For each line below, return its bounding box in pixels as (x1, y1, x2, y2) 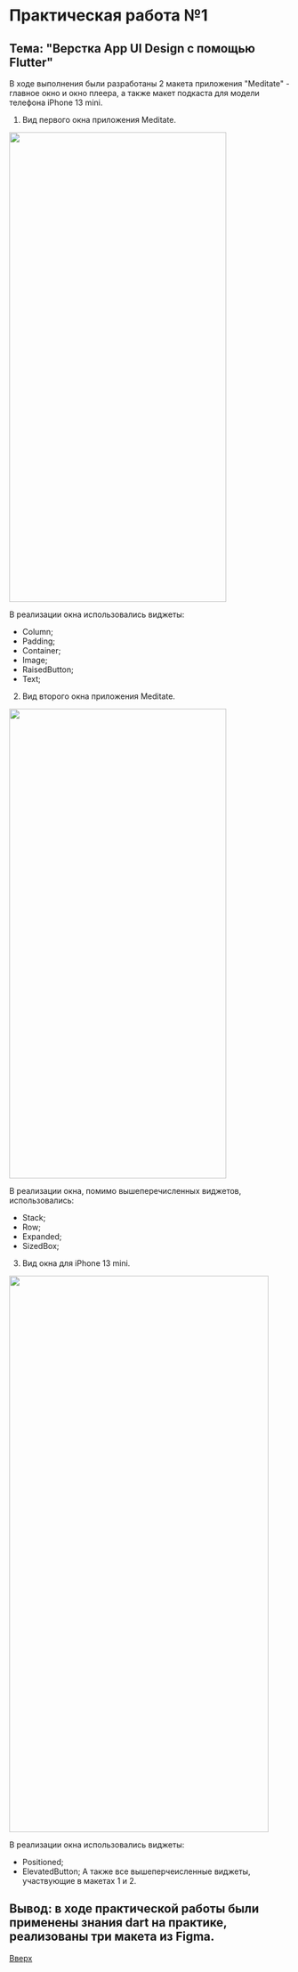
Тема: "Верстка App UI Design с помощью (9, 41, 256, 56)
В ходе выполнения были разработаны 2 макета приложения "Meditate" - (9, 78, 290, 89)
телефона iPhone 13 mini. (9, 97, 103, 108)
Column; (21, 627, 53, 637)
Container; (21, 645, 61, 655)
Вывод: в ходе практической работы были (9, 1902, 260, 1917)
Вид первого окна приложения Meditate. (21, 115, 176, 125)
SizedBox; (21, 1241, 60, 1251)
